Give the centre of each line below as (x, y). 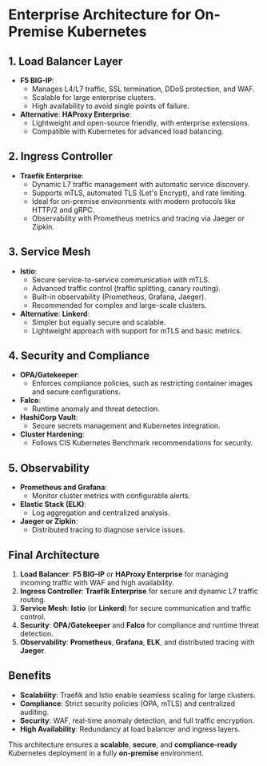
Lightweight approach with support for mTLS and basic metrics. (137, 330)
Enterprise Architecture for (100, 15)
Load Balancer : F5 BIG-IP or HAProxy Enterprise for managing (124, 574)
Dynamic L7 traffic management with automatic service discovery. (141, 184)
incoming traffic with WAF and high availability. (97, 583)
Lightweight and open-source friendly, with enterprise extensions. (141, 123)
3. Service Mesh (50, 252)
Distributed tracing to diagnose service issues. (108, 530)
